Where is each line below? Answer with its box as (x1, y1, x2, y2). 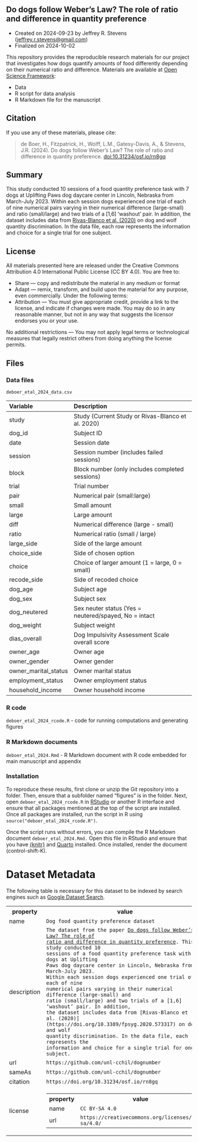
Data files (6, 376, 34, 384)
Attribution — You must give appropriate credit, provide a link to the (14, 299, 179, 306)
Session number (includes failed (73, 448, 163, 456)
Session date (73, 438, 110, 446)
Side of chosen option (73, 549, 135, 557)
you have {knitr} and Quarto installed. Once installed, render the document (6, 840, 187, 848)
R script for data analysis (14, 90, 75, 97)
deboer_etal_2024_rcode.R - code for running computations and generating (6, 717, 189, 724)
